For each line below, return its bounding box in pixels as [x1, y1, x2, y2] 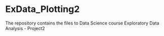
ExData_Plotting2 [5, 3, 80, 15]
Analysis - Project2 [5, 25, 45, 31]
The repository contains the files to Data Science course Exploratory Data [5, 20, 159, 26]
